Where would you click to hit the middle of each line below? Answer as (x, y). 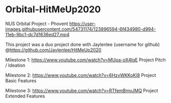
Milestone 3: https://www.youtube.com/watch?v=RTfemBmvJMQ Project (82, 90)
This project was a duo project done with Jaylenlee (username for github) (82, 44)
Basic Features (21, 80)
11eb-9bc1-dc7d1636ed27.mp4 (38, 34)
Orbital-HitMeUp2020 (53, 9)
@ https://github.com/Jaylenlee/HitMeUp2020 (53, 50)
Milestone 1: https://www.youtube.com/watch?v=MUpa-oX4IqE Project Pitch (86, 59)
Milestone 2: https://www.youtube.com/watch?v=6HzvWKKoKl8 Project (81, 75)
